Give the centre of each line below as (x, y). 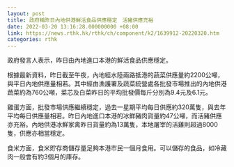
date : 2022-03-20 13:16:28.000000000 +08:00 (73, 26)
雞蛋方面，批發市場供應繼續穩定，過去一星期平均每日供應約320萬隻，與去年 (117, 107)
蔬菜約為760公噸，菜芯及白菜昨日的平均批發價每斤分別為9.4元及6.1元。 (110, 93)
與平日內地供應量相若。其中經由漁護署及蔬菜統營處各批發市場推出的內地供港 (117, 83)
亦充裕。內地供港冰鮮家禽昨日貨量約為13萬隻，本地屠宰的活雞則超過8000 (112, 125)
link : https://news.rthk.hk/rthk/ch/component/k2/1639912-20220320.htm (113, 33)
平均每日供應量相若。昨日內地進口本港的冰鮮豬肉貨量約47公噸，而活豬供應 (115, 116)
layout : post (26, 14)
